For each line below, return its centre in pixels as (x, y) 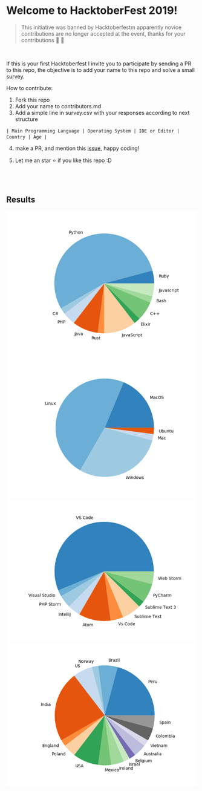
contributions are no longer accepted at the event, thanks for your (103, 33)
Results (21, 200)
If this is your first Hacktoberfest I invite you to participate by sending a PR (99, 63)
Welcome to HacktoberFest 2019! (92, 11)
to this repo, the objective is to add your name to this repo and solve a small (101, 70)
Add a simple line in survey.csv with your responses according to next (102, 112)
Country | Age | (27, 137)
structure (26, 119)
